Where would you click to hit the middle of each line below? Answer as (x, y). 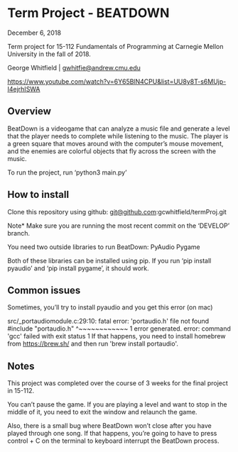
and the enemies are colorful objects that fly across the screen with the (112, 151)
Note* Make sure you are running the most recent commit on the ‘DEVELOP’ (118, 226)
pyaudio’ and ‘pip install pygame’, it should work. (78, 268)
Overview (29, 111)
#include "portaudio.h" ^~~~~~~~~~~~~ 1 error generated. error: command (119, 329)
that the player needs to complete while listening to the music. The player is (118, 136)
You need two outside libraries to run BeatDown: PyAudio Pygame (104, 247)
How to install (38, 195)
